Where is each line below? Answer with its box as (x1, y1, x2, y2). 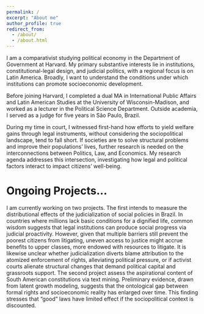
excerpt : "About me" (6, 15, 59, 21)
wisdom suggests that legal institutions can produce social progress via (6, 223, 187, 231)
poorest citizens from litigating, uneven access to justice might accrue (6, 236, 183, 244)
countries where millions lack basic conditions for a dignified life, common (6, 217, 194, 224)
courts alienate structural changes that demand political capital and (6, 263, 176, 270)
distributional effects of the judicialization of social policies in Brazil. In (6, 211, 183, 218)
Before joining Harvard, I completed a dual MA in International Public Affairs (6, 92, 197, 99)
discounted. (6, 301, 37, 309)
